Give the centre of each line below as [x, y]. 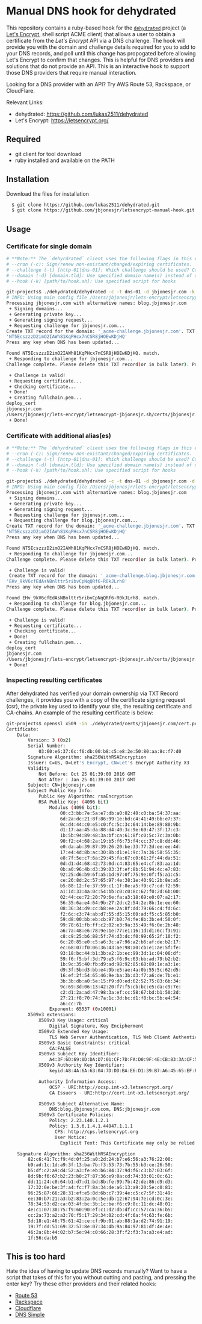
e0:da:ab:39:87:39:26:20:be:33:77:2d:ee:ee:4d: [121, 847]
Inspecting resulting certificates [54, 680]
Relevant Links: [25, 102]
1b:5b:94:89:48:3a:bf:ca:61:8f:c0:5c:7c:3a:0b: [121, 835]
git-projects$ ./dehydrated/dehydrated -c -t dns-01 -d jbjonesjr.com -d [101, 481]
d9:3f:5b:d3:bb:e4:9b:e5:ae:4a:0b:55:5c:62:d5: [121, 970]
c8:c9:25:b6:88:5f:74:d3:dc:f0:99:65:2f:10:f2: [121, 937]
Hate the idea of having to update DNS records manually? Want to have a [97, 1271]
